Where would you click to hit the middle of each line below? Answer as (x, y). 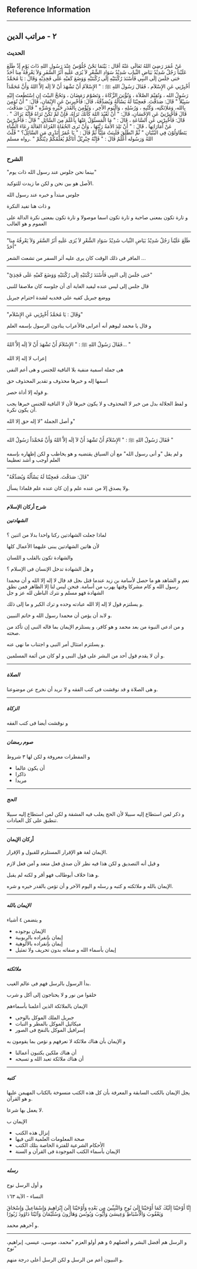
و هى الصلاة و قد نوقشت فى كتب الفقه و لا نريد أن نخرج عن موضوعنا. (82, 690)
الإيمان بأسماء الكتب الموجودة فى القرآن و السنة (68, 1151)
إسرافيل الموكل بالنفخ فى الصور (50, 1030)
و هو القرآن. (20, 1099)
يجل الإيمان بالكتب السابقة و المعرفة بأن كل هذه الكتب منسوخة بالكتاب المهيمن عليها (98, 1093)
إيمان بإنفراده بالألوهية (39, 944)
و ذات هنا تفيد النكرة (29, 206)
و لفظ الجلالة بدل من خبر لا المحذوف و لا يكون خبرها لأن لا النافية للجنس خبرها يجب (97, 403)
